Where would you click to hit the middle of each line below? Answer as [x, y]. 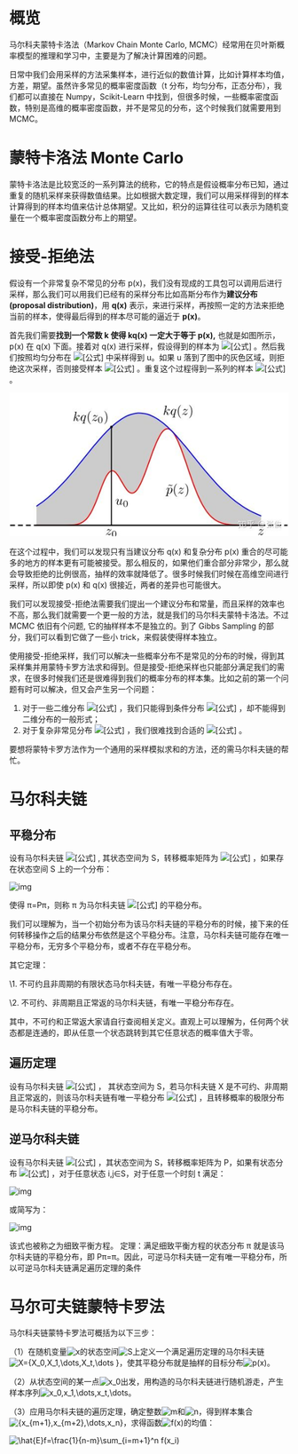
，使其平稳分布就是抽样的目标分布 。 [197, 1363]
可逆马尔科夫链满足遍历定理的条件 [79, 1268]
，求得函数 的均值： [169, 1423]
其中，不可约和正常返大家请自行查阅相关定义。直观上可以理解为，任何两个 [145, 1021]
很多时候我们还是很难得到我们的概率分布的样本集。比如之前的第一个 [157, 678]
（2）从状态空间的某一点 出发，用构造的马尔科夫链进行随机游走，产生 [146, 1382]
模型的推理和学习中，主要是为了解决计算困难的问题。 [114, 55]
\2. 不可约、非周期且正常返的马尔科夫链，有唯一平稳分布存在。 [124, 1002]
